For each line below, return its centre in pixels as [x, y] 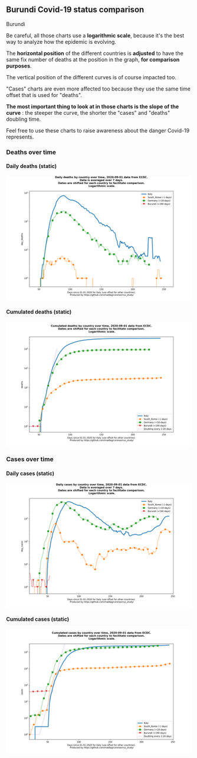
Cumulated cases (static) [38, 619]
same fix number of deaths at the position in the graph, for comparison [93, 59]
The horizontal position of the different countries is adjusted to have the [95, 53]
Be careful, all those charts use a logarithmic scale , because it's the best [95, 36]
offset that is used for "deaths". [44, 95]
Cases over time [30, 459]
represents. [20, 137]
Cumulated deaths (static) [39, 312]
